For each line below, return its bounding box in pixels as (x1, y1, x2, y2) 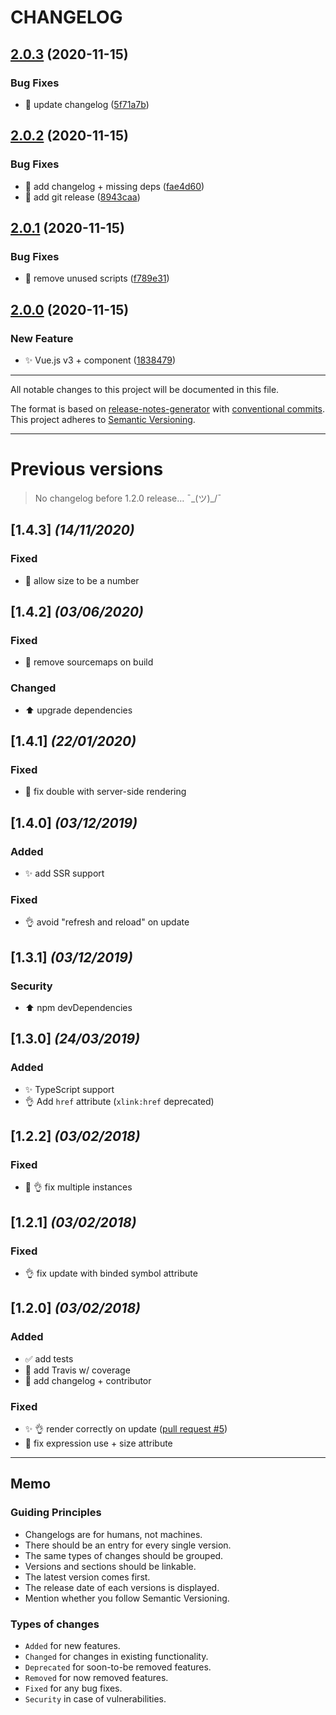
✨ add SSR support (24, 867, 105, 879)
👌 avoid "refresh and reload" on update (24, 916, 190, 928)
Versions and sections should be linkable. (24, 1560, 197, 1572)
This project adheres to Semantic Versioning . (10, 413, 196, 425)
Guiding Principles (10, 1506, 102, 1520)
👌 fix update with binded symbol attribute (24, 1267, 198, 1279)
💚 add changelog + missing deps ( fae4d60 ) (24, 180, 205, 192)
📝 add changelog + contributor (24, 1374, 152, 1386)
